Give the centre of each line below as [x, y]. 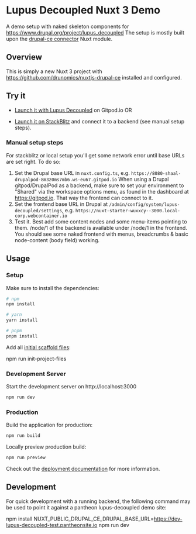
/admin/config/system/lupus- [145, 204]
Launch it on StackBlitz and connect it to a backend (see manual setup [99, 121]
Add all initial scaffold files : [39, 347]
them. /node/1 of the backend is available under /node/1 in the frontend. [101, 228]
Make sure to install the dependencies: [53, 288]
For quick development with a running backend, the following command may [98, 501]
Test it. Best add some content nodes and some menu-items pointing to [101, 221]
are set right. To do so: [33, 161]
